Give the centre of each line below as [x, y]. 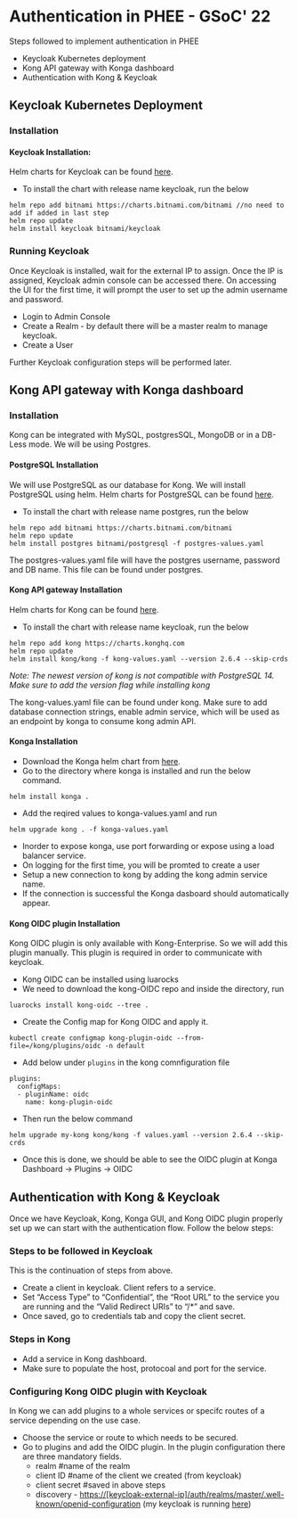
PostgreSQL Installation [54, 465]
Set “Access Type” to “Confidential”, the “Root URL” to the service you [151, 1297]
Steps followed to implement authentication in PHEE [104, 41]
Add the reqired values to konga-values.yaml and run [120, 813]
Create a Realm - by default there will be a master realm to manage [145, 326]
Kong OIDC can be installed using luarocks [101, 979]
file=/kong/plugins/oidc [55, 1046]
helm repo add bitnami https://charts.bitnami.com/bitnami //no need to [147, 206]
